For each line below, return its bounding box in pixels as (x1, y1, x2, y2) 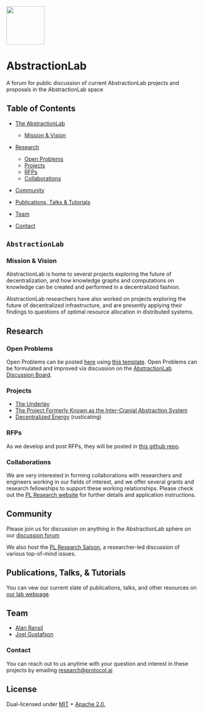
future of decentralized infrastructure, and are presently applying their (6, 302, 183, 309)
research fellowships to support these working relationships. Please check (6, 485, 193, 492)
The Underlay (15, 400, 50, 408)
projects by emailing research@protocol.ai (6, 666, 113, 674)
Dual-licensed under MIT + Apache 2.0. (6, 700, 105, 708)
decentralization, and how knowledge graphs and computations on (6, 277, 174, 284)
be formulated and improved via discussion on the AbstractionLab (6, 365, 172, 372)
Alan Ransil (15, 624, 44, 631)
